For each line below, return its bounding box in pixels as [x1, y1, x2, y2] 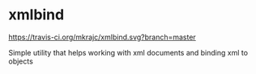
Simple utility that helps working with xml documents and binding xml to [8, 47, 249, 57]
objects [8, 56, 34, 66]
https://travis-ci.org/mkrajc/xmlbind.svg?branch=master [8, 32, 196, 42]
